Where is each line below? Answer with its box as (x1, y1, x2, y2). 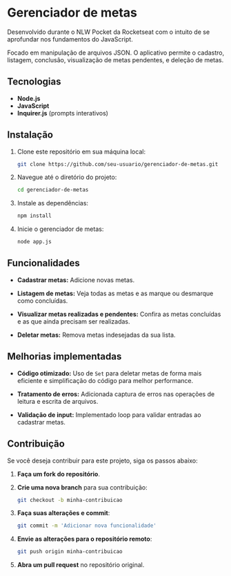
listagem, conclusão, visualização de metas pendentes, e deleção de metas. (7, 55, 224, 64)
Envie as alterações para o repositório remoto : (17, 535, 152, 544)
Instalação (7, 129, 54, 141)
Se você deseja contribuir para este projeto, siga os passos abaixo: (7, 456, 198, 465)
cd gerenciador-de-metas (17, 187, 89, 194)
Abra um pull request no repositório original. (17, 561, 145, 569)
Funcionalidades (7, 257, 81, 269)
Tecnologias (7, 76, 61, 88)
